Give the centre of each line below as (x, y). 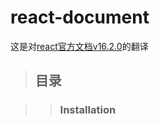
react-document (80, 17)
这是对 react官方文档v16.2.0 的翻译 (79, 46)
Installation (88, 110)
